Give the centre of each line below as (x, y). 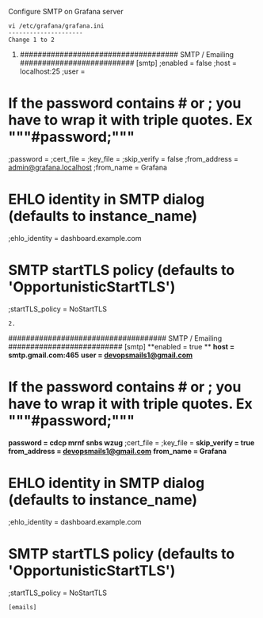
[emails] (23, 607)
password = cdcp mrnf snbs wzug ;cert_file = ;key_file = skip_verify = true (131, 442)
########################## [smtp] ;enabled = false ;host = (128, 63)
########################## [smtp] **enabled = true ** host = (122, 346)
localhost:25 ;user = (52, 71)
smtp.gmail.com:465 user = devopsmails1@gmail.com (100, 355)
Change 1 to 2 (32, 40)
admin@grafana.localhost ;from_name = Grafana (88, 167)
